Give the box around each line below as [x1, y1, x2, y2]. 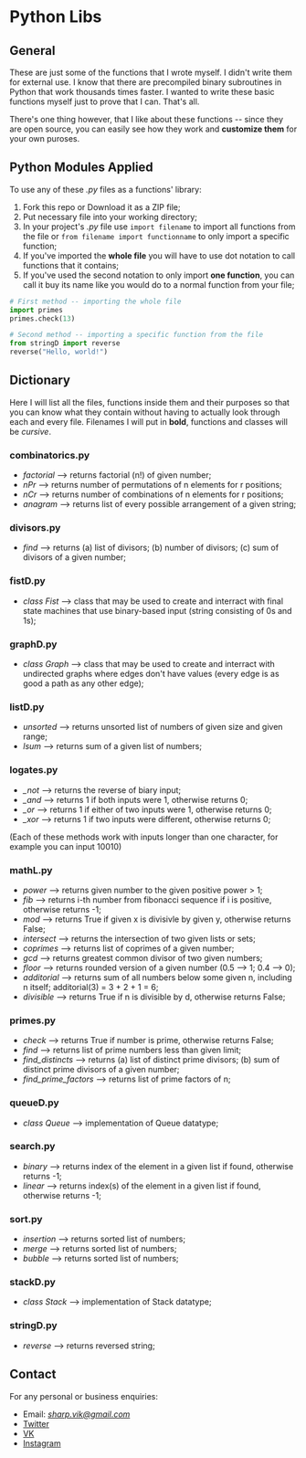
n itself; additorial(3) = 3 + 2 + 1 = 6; [22, 981, 159, 992]
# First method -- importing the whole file [9, 297, 182, 306]
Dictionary [9, 373, 71, 388]
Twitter [22, 1418, 50, 1429]
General [9, 43, 57, 58]
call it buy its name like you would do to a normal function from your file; [22, 279, 295, 290]
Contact [9, 1367, 57, 1382]
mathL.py [9, 863, 53, 876]
